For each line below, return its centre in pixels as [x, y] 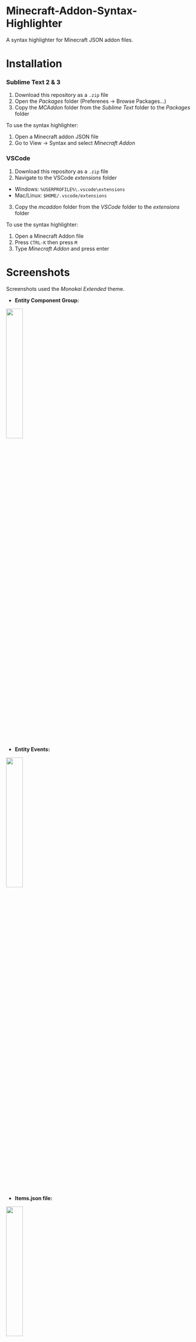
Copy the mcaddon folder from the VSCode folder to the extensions [97, 207]
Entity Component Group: [47, 300]
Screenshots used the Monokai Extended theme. [66, 289]
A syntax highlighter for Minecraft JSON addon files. [70, 40]
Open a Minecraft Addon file [49, 236]
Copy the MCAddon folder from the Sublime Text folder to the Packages [102, 108]
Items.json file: [34, 1198]
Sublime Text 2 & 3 [33, 82]
